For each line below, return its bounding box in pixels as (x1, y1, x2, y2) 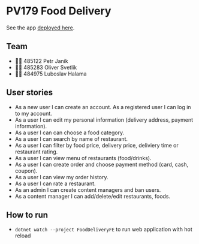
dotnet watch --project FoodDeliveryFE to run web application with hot (14, 226, 193, 233)
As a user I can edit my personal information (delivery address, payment (14, 116, 194, 123)
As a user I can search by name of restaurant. (14, 135, 128, 142)
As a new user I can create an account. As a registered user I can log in (14, 103, 191, 110)
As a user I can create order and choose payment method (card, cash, (14, 161, 189, 168)
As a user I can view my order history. (14, 173, 108, 180)
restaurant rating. (14, 148, 58, 155)
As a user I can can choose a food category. (14, 129, 125, 136)
